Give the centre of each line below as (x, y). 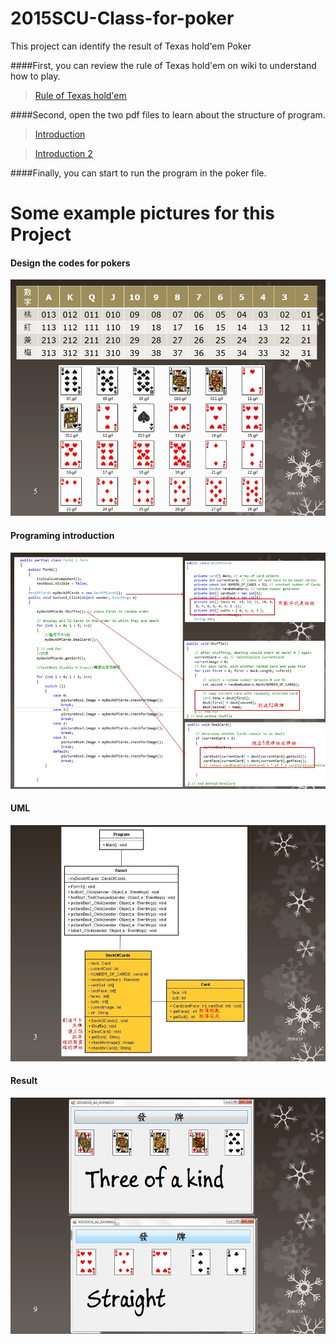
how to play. (35, 76)
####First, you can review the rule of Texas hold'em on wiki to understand (163, 65)
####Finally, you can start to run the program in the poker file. (138, 173)
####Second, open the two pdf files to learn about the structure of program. (168, 114)
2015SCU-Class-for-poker (122, 18)
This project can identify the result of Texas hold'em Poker (131, 46)
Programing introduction (62, 535)
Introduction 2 (63, 153)
